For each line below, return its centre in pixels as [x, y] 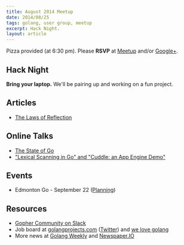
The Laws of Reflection [43, 117]
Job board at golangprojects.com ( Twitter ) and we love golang [92, 229]
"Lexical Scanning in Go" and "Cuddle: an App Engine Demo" [90, 157]
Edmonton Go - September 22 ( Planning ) [65, 190]
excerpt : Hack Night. [33, 28]
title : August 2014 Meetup [40, 12]
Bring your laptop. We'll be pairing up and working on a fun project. [90, 84]
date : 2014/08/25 [28, 17]
